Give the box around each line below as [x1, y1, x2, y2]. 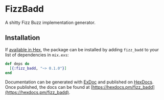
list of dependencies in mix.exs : [5, 52, 69, 58]
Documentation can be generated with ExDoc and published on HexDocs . [5, 79, 154, 85]
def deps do [5, 61, 29, 66]
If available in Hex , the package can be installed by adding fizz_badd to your [5, 46, 159, 52]
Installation [5, 34, 40, 42]
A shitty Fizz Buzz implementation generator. [5, 20, 95, 25]
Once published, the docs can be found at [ [5, 84, 93, 90]
